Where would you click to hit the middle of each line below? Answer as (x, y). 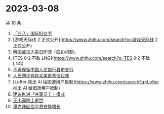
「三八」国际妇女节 (32, 33)
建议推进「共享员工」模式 (39, 94)
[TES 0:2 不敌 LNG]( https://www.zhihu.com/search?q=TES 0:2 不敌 (81, 58)
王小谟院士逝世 (28, 100)
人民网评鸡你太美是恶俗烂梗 (41, 76)
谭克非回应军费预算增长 (37, 106)
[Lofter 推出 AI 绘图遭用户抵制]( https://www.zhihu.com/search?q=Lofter (86, 81)
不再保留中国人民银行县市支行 (43, 69)
